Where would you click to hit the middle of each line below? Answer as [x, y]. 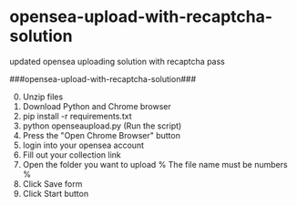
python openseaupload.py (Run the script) [102, 126]
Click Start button [56, 193]
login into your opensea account [83, 145]
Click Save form [52, 183]
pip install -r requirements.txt [77, 116]
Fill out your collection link [72, 154]
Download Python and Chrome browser [97, 106]
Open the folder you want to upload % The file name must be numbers [155, 164]
